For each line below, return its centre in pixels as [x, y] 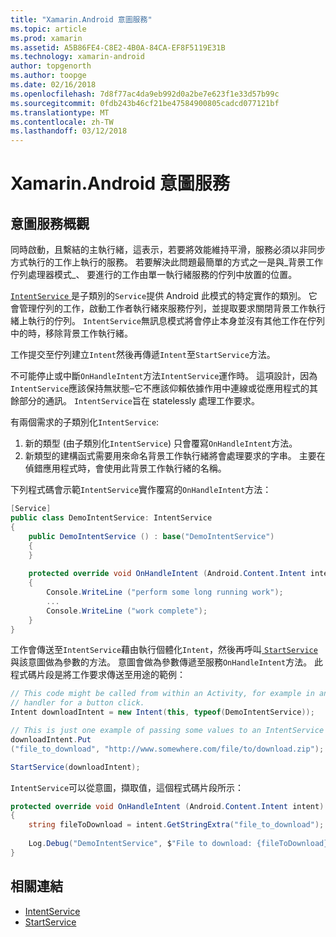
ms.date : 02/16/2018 [53, 85]
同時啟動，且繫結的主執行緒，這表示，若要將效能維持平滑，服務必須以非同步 [168, 250]
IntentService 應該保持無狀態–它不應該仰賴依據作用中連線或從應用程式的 [160, 388]
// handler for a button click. [77, 703]
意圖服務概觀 [50, 223]
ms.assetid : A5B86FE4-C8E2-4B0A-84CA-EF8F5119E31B [118, 47]
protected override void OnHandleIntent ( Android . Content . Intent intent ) [167, 806]
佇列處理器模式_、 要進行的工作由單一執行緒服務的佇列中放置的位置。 [154, 275]
